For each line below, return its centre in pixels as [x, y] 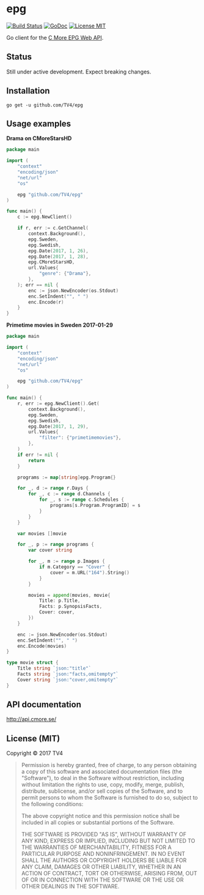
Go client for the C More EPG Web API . [55, 37]
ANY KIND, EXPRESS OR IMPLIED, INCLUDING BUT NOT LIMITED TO [108, 841]
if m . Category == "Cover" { [75, 567]
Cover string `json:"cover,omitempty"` [68, 680]
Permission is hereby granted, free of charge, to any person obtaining [109, 765]
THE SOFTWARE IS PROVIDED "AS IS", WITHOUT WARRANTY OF [104, 834]
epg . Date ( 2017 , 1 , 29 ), [58, 426]
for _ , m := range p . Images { [67, 561]
